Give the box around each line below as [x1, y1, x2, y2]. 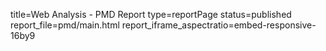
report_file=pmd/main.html [10, 19, 120, 31]
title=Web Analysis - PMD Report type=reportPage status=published [10, 9, 292, 20]
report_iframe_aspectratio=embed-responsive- [121, 19, 317, 31]
